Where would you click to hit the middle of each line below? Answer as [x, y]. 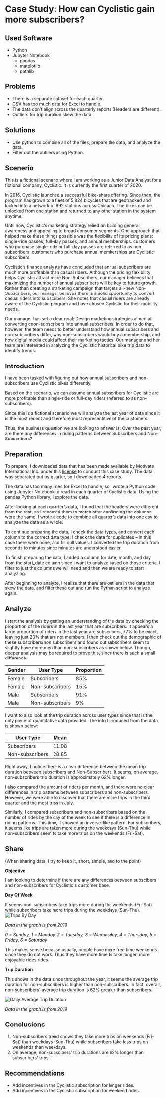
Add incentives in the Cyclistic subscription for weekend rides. [76, 1091]
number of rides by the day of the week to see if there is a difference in [78, 817]
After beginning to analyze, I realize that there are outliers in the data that [80, 583]
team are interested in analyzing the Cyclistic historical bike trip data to [78, 345]
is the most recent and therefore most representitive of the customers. [77, 419]
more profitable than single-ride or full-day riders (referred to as [71, 398]
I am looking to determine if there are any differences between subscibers [81, 880]
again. [12, 593]
